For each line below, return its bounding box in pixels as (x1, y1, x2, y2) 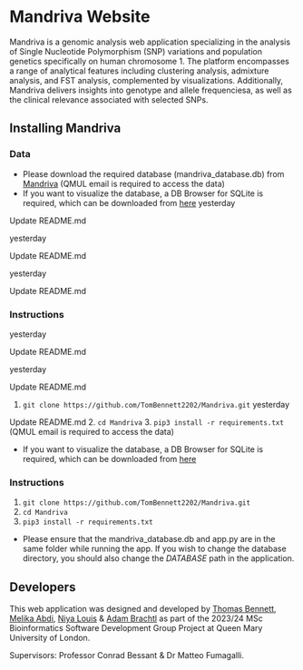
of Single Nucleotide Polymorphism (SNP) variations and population (9, 45, 263, 56)
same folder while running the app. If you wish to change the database (22, 543, 288, 555)
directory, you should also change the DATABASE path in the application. (22, 553, 295, 564)
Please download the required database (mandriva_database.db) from (22, 168, 285, 179)
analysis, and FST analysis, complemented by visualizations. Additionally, (9, 74, 284, 85)
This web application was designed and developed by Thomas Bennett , (9, 604, 277, 615)
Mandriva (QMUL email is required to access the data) (22, 178, 225, 189)
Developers (9, 579, 76, 595)
